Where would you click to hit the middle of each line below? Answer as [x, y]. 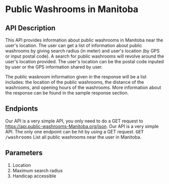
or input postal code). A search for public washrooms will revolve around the [85, 56]
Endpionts [22, 109]
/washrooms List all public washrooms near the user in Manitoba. [73, 137]
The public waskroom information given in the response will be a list [76, 77]
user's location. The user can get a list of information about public [74, 45]
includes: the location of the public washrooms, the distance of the [75, 82]
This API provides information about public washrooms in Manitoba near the [84, 40]
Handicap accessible [34, 176]
